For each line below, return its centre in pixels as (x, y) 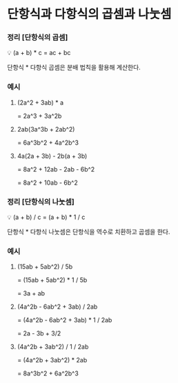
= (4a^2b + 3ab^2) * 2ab (52, 360)
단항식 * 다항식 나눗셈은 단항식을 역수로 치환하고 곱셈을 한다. (89, 232)
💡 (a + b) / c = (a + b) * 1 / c (46, 217)
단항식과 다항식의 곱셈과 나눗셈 (89, 14)
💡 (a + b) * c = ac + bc (39, 53)
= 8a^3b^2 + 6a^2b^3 (48, 373)
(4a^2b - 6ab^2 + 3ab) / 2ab (57, 307)
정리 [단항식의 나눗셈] (41, 202)
